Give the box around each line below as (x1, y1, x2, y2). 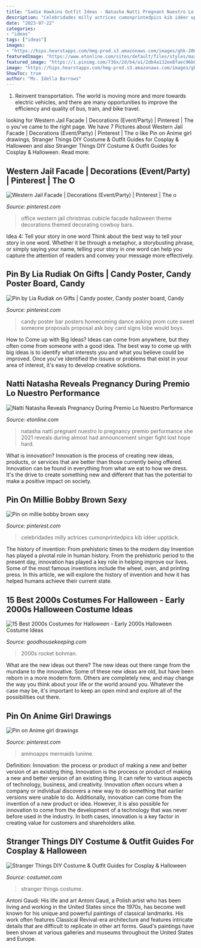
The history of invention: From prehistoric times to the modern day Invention (6, 545, 194, 553)
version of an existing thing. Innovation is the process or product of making (6, 768, 191, 775)
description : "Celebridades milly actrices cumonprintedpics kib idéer (6, 14, 188, 20)
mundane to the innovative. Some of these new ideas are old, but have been (6, 668, 194, 675)
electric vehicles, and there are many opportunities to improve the (14, 99, 178, 106)
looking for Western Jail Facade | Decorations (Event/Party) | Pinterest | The (6, 117, 194, 124)
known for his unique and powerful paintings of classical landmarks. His (6, 910, 184, 917)
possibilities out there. (6, 693, 61, 700)
